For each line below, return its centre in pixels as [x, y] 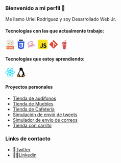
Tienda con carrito [32, 125]
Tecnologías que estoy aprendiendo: [45, 59]
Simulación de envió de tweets [45, 115]
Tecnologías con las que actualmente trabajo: [55, 31]
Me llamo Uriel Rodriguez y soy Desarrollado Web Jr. [61, 19]
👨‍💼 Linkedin [25, 155]
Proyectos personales [29, 87]
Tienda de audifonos [34, 98]
